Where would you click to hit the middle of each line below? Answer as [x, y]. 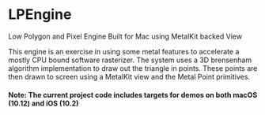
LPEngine [40, 15]
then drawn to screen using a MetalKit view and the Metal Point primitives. [129, 76]
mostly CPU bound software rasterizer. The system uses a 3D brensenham [130, 60]
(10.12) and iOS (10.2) [44, 103]
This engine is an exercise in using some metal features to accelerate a [124, 51]
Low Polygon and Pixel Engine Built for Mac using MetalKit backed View [125, 36]
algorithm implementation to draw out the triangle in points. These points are [133, 68]
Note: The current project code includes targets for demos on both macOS [133, 95]
